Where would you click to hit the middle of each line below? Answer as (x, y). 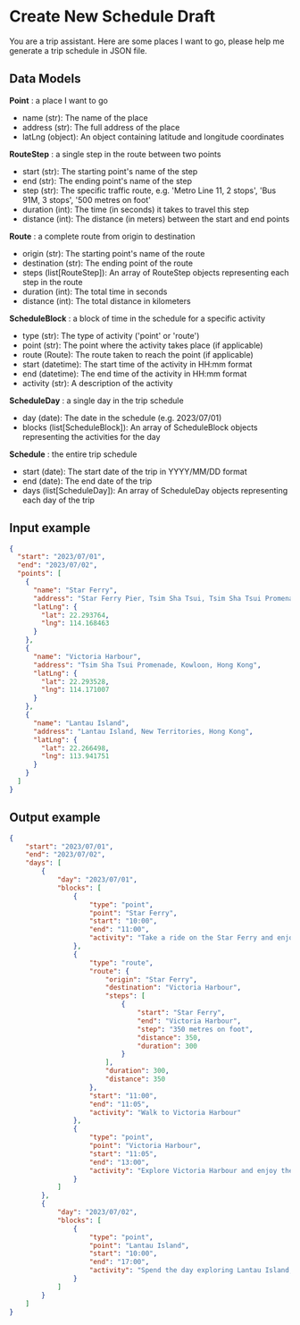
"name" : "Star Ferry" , (75, 590)
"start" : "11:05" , (123, 1154)
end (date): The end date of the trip (87, 481)
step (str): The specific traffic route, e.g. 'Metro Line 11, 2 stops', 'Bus (149, 190)
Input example (50, 528)
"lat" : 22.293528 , (75, 681)
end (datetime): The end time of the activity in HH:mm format (134, 374)
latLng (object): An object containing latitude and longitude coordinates (153, 137)
